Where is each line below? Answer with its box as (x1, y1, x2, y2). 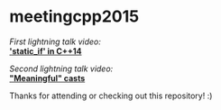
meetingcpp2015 (9, 6, 140, 27)
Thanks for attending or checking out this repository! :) (9, 90, 213, 101)
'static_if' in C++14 (9, 45, 82, 56)
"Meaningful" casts (9, 72, 86, 83)
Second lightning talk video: (9, 63, 114, 74)
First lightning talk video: (9, 36, 101, 47)
